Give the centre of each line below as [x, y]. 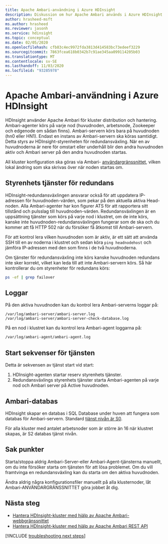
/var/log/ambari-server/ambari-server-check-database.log [67, 319]
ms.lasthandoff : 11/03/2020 [35, 66]
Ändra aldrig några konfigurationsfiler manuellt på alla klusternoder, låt [78, 482]
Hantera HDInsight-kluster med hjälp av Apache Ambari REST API [80, 526]
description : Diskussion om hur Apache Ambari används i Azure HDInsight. [85, 15]
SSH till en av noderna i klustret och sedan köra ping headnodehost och [78, 242]
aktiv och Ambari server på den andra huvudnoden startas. [66, 152]
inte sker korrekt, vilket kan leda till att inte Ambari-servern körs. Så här [79, 262]
